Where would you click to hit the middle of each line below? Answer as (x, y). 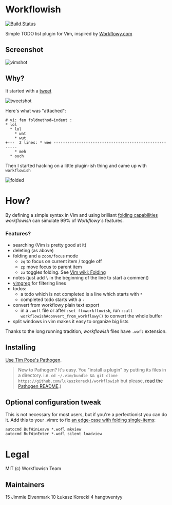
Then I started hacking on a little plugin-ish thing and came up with (76, 165)
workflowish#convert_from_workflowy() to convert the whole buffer (91, 316)
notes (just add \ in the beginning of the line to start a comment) (81, 277)
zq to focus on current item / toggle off (61, 261)
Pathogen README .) (40, 386)
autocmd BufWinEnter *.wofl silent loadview (54, 434)
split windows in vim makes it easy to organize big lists (71, 321)
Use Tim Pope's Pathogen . (33, 360)
